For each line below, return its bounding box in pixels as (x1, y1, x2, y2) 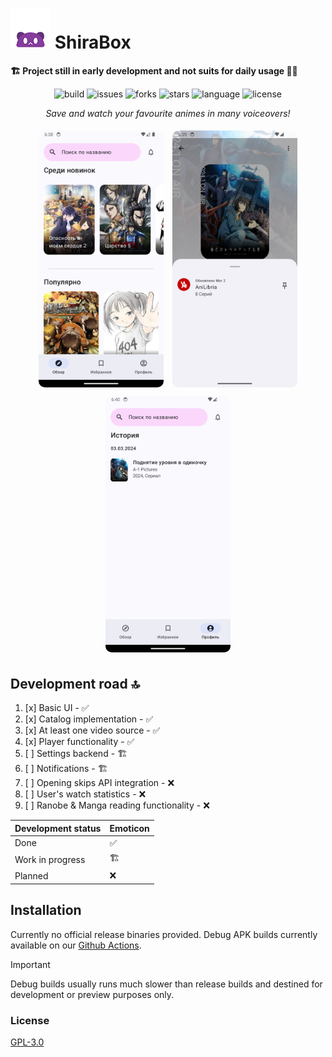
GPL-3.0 (10, 1036, 45, 1048)
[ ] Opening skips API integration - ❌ (24, 777, 175, 789)
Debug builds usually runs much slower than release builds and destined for (10, 978, 323, 990)
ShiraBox (54, 31, 132, 54)
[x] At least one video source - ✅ (24, 724, 161, 737)
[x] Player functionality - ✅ (24, 736, 135, 748)
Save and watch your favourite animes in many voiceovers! (45, 107, 291, 119)
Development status (14, 822, 102, 834)
